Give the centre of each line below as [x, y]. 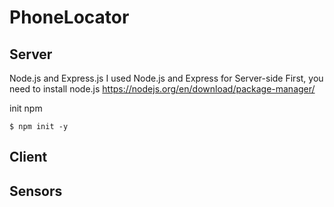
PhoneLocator [69, 17]
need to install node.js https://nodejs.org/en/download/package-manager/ [162, 89]
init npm [26, 108]
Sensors [36, 191]
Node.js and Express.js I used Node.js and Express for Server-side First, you [166, 78]
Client [28, 157]
